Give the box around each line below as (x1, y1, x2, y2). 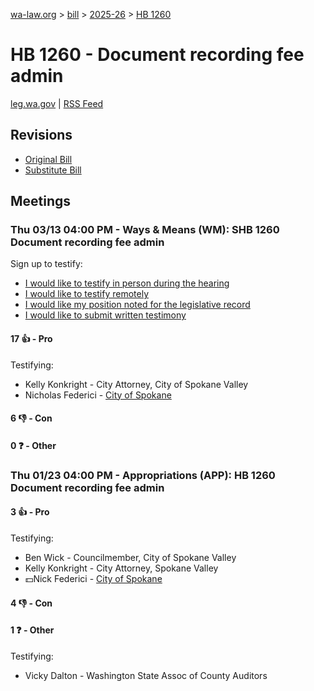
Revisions (10, 127, 73, 144)
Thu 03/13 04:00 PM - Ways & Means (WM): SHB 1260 (10, 223, 280, 237)
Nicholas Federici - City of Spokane (24, 389, 172, 401)
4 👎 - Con (10, 597, 53, 609)
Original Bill (24, 153, 73, 165)
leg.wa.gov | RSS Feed (10, 97, 104, 109)
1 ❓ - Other (10, 624, 55, 636)
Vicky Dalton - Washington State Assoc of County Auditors (24, 669, 268, 681)
